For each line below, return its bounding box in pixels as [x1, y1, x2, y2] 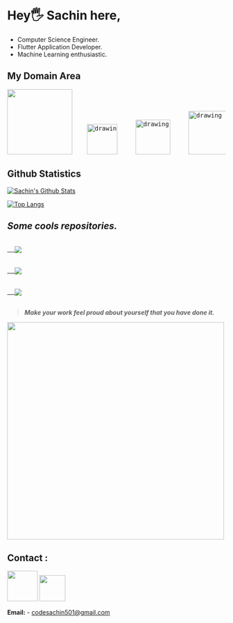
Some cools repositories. [7, 220, 118, 232]
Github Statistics [7, 168, 81, 180]
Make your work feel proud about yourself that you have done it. [24, 309, 215, 317]
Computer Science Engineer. [17, 35, 99, 44]
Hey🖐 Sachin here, [7, 8, 121, 24]
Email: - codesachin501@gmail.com [7, 608, 110, 617]
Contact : [7, 552, 49, 564]
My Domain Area [7, 70, 81, 82]
